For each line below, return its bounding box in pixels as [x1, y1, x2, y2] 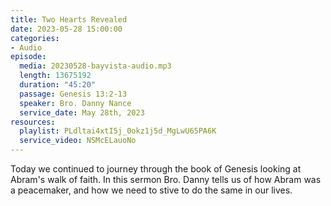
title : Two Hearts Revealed [10, 14, 128, 25]
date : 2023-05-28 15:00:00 [10, 24, 123, 34]
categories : [10, 33, 60, 43]
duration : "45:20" [19, 80, 97, 90]
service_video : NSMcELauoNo [19, 136, 137, 146]
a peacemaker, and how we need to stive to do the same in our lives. [10, 184, 293, 196]
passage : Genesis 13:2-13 [19, 89, 128, 99]
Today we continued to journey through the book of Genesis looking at [10, 163, 302, 175]
